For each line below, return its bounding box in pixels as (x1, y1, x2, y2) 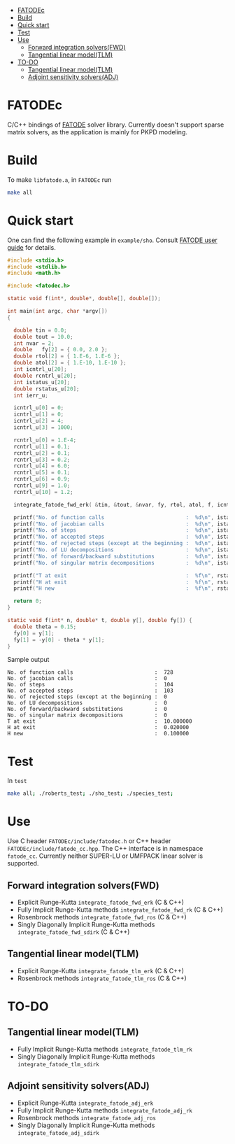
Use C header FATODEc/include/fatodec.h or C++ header (7, 837, 171, 845)
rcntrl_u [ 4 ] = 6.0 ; (13, 462, 71, 469)
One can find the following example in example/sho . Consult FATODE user (7, 236, 218, 244)
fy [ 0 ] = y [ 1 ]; (13, 630, 55, 637)
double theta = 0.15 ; (13, 623, 77, 630)
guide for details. (7, 243, 56, 251)
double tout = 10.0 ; (13, 333, 73, 340)
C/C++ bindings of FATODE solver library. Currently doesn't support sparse (7, 120, 225, 129)
